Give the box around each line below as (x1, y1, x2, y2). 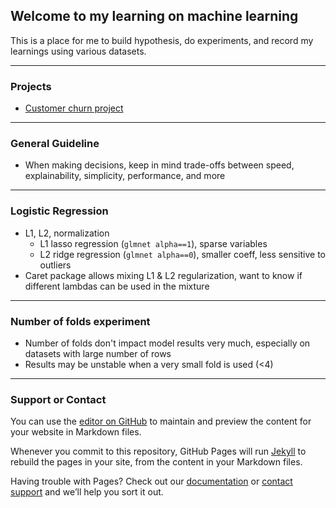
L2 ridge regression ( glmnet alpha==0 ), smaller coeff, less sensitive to (39, 248, 326, 260)
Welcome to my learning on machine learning (10, 8, 299, 25)
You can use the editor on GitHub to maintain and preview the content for (10, 415, 312, 428)
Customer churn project (24, 102, 124, 114)
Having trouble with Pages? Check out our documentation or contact (10, 475, 293, 488)
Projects (10, 79, 52, 93)
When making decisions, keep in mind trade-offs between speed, (24, 159, 295, 171)
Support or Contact (10, 392, 107, 406)
